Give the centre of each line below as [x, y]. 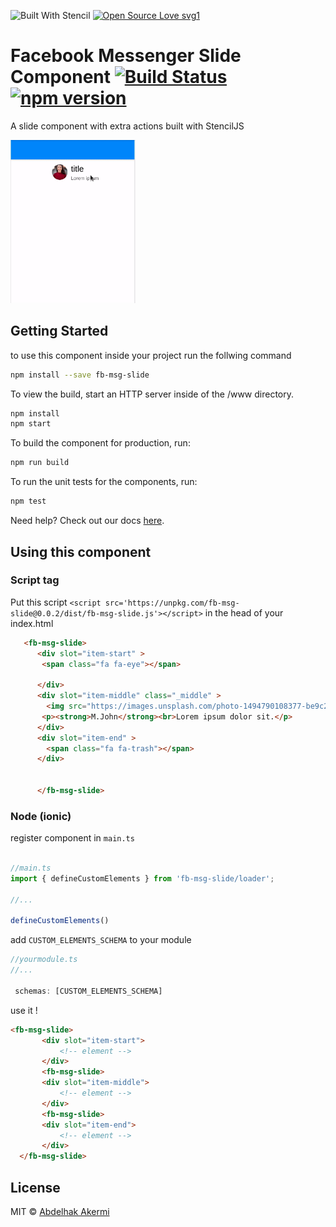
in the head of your [244, 612]
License [35, 1187]
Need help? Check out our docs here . [87, 521]
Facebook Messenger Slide [126, 56]
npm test [28, 501]
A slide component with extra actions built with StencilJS [127, 126]
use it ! [24, 1010]
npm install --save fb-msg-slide [80, 375]
